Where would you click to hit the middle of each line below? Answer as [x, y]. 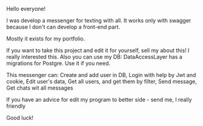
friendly [16, 106]
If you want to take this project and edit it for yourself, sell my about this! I [98, 50]
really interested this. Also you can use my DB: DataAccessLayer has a [95, 57]
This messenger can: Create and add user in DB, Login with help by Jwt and [101, 75]
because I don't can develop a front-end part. [63, 27]
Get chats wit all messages [40, 88]
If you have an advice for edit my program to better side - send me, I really [99, 100]
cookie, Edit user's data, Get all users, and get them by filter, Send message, [101, 81]
